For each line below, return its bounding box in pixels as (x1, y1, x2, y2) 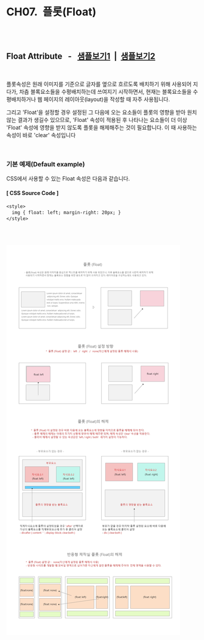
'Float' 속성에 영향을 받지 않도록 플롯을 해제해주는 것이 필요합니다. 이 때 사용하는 (6, 124, 197, 131)
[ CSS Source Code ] (6, 189, 59, 196)
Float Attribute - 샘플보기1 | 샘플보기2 (6, 51, 156, 62)
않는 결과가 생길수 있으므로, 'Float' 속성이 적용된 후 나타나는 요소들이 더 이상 (6, 116, 188, 123)
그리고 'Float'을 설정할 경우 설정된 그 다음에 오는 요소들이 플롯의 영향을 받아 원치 (6, 108, 197, 116)
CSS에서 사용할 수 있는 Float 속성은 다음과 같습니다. (6, 175, 130, 182)
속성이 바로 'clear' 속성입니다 (6, 131, 76, 138)
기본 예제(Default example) (6, 160, 85, 168)
